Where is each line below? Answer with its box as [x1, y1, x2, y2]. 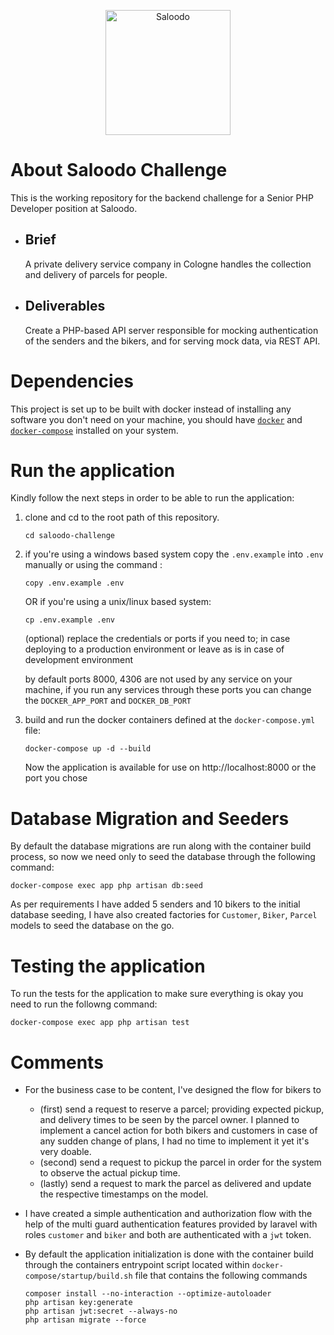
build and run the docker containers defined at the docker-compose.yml [24, 714, 316, 726]
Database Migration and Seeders [10, 807, 290, 830]
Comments [10, 1051, 104, 1074]
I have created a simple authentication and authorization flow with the [24, 1208, 313, 1220]
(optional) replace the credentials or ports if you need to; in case [24, 633, 291, 645]
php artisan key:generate [24, 1298, 133, 1308]
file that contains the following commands [134, 1270, 308, 1282]
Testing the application [10, 955, 206, 977]
